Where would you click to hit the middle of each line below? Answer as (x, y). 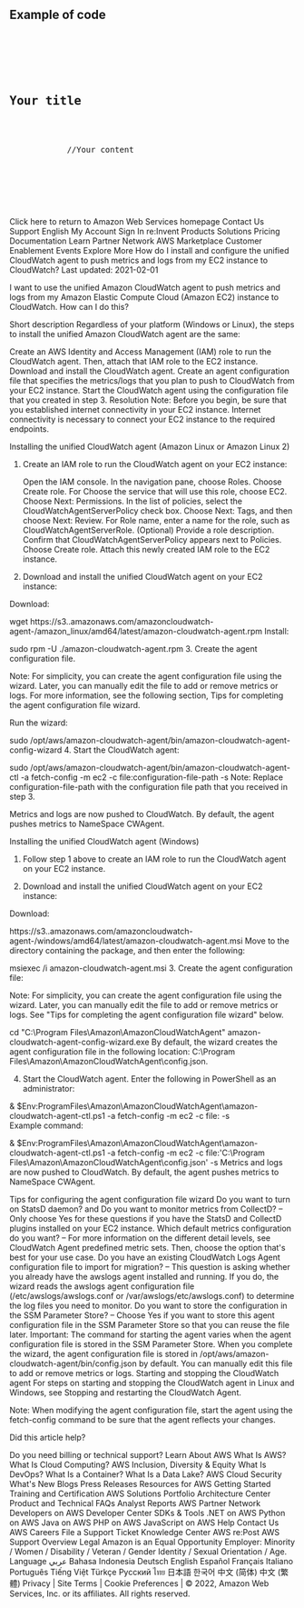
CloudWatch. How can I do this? (69, 306)
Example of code (58, 15)
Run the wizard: (39, 723)
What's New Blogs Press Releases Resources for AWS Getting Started (140, 1483)
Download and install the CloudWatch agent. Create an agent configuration (150, 371)
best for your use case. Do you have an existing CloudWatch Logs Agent (145, 1257)
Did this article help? (48, 1437)
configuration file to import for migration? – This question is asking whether (150, 1266)
